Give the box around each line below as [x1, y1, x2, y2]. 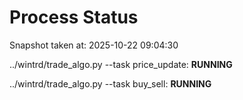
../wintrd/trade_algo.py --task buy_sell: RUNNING [9, 77, 212, 90]
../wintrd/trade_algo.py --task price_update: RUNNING [9, 58, 233, 70]
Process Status [9, 6, 139, 29]
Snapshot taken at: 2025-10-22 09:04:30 [9, 39, 179, 51]
